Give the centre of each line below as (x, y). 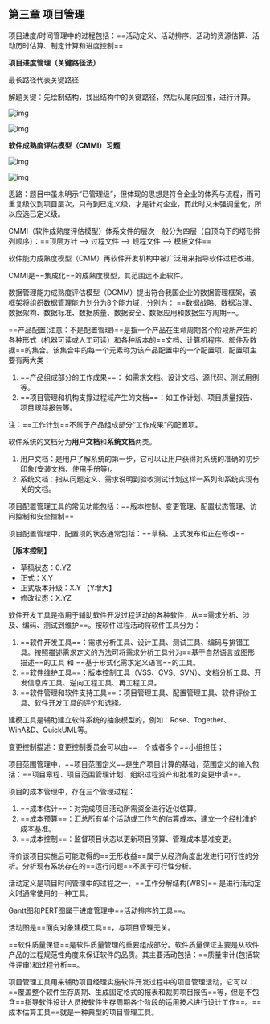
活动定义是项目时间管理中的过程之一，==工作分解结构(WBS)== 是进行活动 (131, 883)
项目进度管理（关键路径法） (54, 62)
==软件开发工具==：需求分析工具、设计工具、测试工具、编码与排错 (131, 642)
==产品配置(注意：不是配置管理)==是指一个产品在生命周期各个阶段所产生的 (133, 330)
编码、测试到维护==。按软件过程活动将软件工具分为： (111, 625)
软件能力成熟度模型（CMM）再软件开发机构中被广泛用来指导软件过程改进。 (133, 258)
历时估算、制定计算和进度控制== (69, 45)
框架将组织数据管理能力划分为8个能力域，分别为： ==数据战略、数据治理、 (133, 302)
